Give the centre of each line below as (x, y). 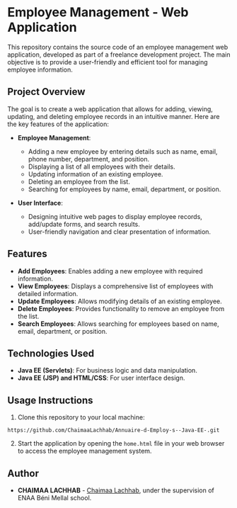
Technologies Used (51, 353)
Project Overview (46, 92)
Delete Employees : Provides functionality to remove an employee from (121, 308)
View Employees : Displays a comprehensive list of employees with (115, 286)
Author (23, 473)
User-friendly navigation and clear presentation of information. (119, 232)
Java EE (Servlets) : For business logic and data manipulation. (108, 371)
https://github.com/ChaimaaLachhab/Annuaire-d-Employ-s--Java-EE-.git (114, 430)
